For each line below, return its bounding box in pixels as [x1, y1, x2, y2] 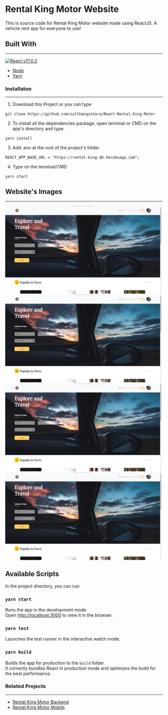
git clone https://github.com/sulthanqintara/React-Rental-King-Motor [5, 111, 155, 117]
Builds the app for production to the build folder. [5, 660, 105, 666]
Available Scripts [5, 570, 59, 578]
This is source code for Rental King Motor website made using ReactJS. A [5, 20, 157, 26]
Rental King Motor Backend [12, 699, 69, 705]
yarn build [5, 650, 31, 655]
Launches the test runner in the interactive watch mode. [5, 636, 121, 642]
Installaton [5, 85, 31, 92]
